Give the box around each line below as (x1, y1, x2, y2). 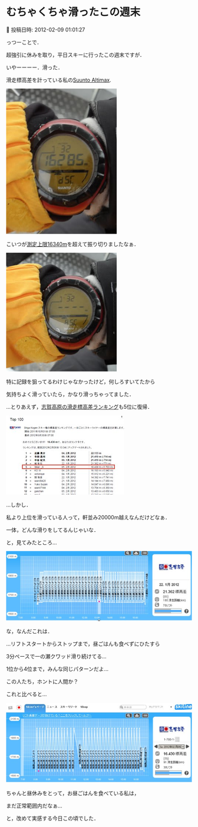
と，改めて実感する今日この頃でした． (6, 815, 99, 822)
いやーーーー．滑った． (6, 63, 63, 71)
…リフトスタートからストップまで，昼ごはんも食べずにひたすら (6, 640, 160, 647)
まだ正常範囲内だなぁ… (6, 802, 63, 809)
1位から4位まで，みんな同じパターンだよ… (6, 665, 109, 672)
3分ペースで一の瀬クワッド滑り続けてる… (6, 652, 107, 660)
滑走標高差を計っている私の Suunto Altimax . (6, 76, 111, 83)
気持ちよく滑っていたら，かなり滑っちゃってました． (6, 390, 134, 398)
